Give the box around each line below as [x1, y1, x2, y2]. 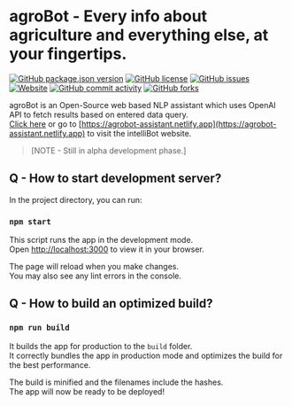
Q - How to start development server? [9, 171, 222, 186]
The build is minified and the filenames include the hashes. [9, 377, 224, 387]
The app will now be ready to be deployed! [9, 386, 165, 396]
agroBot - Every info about [9, 6, 208, 27]
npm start [9, 216, 51, 227]
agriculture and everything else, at [9, 25, 269, 45]
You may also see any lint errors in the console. [9, 270, 181, 281]
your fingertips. [9, 44, 127, 64]
